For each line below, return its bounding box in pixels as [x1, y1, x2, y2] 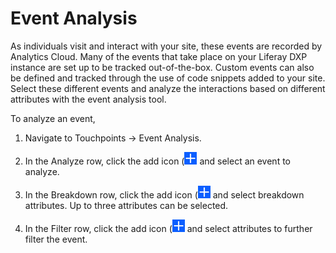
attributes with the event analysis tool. [10, 93, 167, 105]
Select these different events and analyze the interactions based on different [10, 82, 326, 94]
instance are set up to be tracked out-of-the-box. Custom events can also [10, 61, 315, 73]
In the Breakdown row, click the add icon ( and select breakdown [24, 188, 305, 201]
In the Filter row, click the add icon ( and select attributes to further [24, 222, 313, 234]
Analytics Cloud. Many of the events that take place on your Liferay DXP [10, 50, 308, 62]
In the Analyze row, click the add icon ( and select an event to [24, 155, 291, 167]
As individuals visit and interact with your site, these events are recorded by [10, 40, 323, 52]
